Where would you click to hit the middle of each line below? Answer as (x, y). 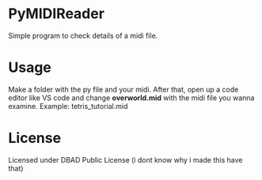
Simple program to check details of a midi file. (83, 36)
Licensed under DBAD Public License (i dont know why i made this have (125, 159)
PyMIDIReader (57, 14)
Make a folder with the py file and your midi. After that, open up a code (123, 89)
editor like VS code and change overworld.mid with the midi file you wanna (131, 97)
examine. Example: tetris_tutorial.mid (68, 106)
